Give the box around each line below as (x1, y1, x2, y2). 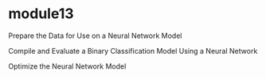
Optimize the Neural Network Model (8, 61, 127, 71)
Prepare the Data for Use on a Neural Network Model (8, 31, 182, 40)
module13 (8, 5, 74, 23)
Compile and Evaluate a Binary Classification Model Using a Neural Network (8, 46, 258, 55)
